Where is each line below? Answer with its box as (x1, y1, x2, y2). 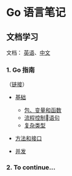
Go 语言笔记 (6, 5, 66, 19)
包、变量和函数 (24, 107, 62, 114)
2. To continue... (6, 163, 56, 172)
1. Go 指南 (6, 65, 35, 74)
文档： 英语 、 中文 (6, 49, 50, 56)
